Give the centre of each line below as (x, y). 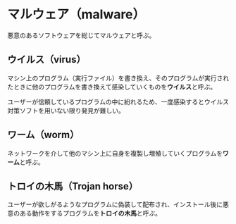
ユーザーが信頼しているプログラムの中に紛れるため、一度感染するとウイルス (118, 101)
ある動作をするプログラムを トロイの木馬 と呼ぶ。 (91, 213)
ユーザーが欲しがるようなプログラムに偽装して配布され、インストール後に (115, 204)
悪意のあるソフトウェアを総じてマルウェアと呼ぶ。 (81, 35)
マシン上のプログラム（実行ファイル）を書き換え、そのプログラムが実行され (118, 77)
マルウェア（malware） (76, 14)
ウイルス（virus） (46, 60)
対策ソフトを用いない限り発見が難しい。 (66, 111)
